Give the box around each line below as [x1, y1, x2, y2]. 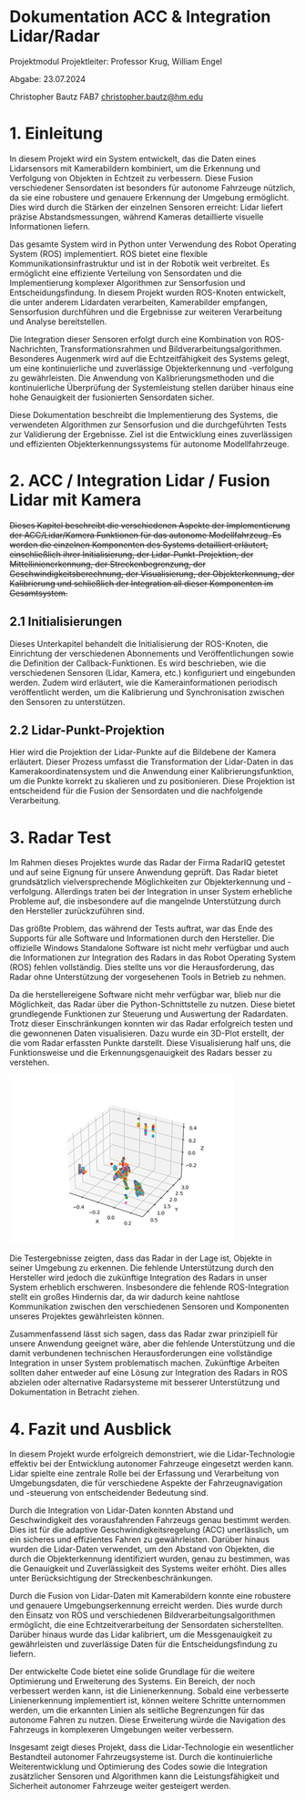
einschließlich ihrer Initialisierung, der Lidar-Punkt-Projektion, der [9, 548, 254, 559]
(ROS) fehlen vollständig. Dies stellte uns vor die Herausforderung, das [9, 962, 275, 973]
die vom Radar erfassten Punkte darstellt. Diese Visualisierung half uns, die [9, 1038, 291, 1048]
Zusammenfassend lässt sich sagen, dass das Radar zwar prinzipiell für [9, 1328, 279, 1340]
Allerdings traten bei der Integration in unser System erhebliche [54, 886, 293, 897]
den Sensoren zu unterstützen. [9, 696, 126, 707]
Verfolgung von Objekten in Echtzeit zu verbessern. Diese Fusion [9, 172, 254, 183]
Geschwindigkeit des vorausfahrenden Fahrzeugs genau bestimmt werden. [9, 1515, 291, 1526]
